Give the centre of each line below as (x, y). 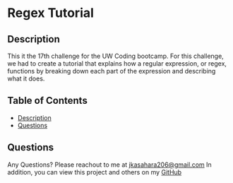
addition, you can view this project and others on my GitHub (95, 172)
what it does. (26, 78)
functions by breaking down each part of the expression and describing (112, 71)
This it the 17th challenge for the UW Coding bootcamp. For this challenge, (115, 56)
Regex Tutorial (50, 13)
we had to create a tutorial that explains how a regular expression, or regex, (117, 64)
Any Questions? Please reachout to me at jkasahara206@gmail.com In (109, 165)
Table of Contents (48, 101)
